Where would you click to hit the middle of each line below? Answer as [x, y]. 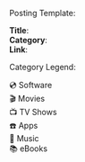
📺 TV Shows [33, 112]
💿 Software [31, 85]
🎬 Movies [27, 99]
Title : [19, 30]
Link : [19, 49]
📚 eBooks [28, 148]
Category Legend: [42, 67]
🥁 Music [24, 138]
